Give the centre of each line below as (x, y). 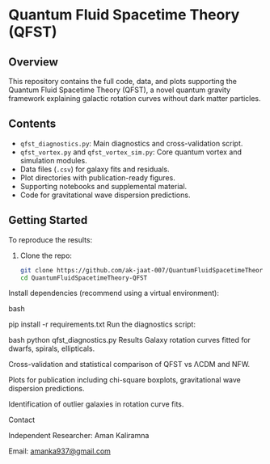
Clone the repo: (46, 255)
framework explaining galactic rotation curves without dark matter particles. (135, 98)
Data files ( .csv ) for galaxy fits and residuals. (95, 169)
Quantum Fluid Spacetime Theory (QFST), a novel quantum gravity (120, 90)
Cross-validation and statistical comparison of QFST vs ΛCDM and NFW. (129, 365)
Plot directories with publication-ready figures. (97, 177)
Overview (34, 62)
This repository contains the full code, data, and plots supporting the (122, 81)
